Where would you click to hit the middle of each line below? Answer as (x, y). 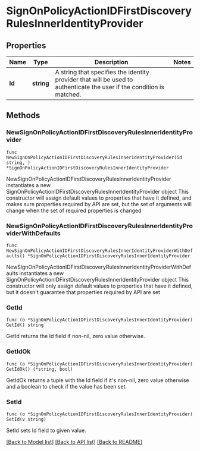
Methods (23, 116)
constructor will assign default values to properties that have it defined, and (99, 198)
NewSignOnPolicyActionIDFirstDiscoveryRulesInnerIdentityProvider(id (94, 157)
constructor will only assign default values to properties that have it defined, (99, 286)
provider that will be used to (94, 80)
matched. (68, 94)
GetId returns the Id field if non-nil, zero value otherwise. (76, 336)
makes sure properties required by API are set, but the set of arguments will (99, 204)
